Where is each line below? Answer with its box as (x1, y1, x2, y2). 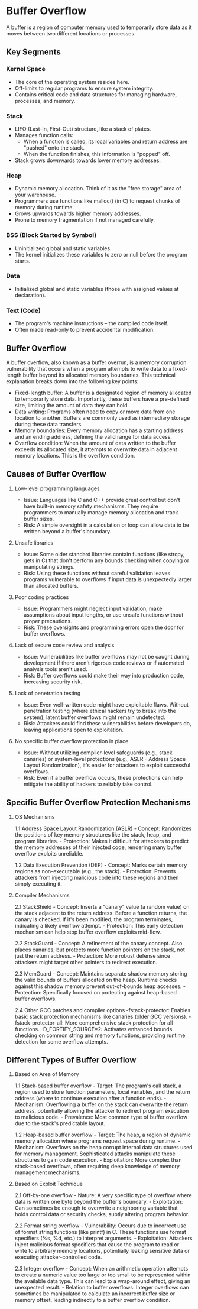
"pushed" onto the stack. (23, 144, 85, 151)
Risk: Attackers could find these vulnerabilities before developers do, (23, 720, 191, 727)
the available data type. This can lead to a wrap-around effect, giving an (14, 1278, 191, 1285)
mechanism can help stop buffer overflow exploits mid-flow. (14, 928, 161, 935)
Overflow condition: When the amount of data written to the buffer (14, 439, 176, 446)
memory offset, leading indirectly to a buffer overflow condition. (14, 1297, 171, 1304)
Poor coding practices (14, 593, 69, 601)
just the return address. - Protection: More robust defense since (14, 952, 171, 959)
